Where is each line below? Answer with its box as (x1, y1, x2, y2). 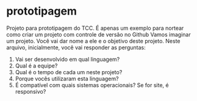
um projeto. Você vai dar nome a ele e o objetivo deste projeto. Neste (6, 37, 181, 44)
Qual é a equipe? (15, 62, 58, 69)
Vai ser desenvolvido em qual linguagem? (15, 55, 120, 63)
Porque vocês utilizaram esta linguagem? (15, 75, 119, 82)
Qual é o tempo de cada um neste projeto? (15, 68, 123, 75)
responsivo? (15, 88, 46, 95)
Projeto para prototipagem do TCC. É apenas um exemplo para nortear (6, 24, 184, 32)
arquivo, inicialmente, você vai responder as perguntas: (6, 44, 146, 51)
